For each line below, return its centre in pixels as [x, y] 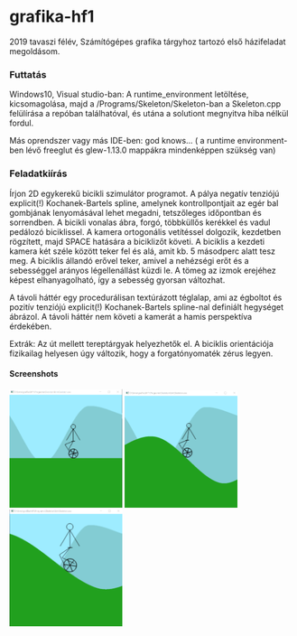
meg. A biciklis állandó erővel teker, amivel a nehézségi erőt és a [130, 260]
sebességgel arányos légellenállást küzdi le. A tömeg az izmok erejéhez [143, 270]
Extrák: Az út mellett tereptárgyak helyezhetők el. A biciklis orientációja [141, 343]
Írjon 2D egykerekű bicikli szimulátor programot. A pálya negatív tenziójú [144, 193]
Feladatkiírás [38, 173]
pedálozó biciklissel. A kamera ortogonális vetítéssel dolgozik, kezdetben [145, 231]
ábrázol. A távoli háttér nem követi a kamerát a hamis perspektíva [131, 316]
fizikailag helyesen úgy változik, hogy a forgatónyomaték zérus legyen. [141, 353]
